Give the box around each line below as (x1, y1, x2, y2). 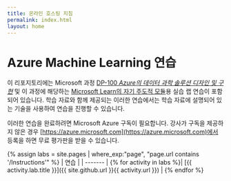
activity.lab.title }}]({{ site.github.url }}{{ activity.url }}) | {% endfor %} (7, 166, 204, 174)
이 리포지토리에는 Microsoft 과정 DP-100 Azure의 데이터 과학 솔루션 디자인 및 (7, 78, 217, 87)
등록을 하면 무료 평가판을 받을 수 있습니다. (7, 136, 119, 145)
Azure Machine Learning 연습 (7, 54, 177, 70)
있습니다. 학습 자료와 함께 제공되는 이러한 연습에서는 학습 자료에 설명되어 (19, 96, 215, 104)
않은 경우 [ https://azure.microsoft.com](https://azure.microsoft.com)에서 (14, 128, 219, 136)
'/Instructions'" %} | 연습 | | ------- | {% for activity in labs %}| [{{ (7, 158, 192, 167)
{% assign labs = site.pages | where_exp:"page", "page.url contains (7, 150, 200, 158)
